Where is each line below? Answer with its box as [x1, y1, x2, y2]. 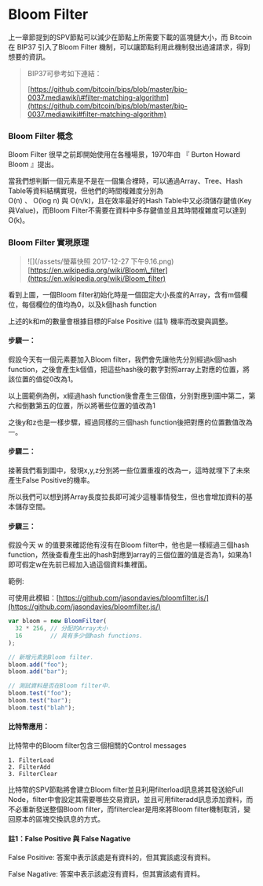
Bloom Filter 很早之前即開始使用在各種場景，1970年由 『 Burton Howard [8, 150, 241, 159]
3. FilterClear [8, 770, 58, 778]
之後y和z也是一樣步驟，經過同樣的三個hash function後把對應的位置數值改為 [8, 417, 253, 427]
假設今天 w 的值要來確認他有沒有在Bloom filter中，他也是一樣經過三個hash [8, 540, 250, 550]
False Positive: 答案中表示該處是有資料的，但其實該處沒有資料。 [8, 853, 215, 862]
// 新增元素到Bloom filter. [8, 653, 94, 661]
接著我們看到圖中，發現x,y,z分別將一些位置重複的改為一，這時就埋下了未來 [8, 465, 250, 475]
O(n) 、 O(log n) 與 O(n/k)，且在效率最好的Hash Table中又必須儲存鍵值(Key [8, 196, 252, 206]
